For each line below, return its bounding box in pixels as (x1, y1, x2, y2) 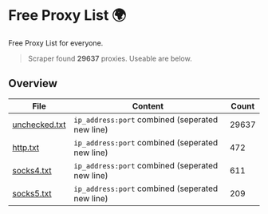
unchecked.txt (12, 119, 66, 130)
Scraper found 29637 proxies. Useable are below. (27, 53, 193, 63)
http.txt (12, 141, 40, 153)
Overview (8, 77, 58, 90)
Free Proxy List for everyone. (8, 38, 104, 48)
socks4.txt (12, 164, 52, 176)
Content (132, 101, 164, 112)
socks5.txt (12, 188, 52, 199)
